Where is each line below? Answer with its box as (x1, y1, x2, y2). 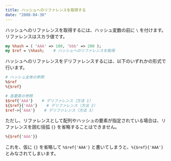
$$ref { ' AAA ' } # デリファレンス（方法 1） (5, 98, 93, 103)
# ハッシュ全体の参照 (5, 75, 44, 80)
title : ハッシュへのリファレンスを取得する (5, 7, 86, 13)
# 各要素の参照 (5, 93, 33, 99)
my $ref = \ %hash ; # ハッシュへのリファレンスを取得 (5, 48, 115, 54)
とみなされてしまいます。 (5, 150, 59, 156)
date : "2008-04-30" (5, 12, 47, 17)
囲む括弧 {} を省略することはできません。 (32, 124, 120, 130)
